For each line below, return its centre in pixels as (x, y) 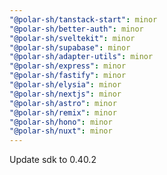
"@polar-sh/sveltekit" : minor (72, 38)
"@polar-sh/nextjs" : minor (65, 94)
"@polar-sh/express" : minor (68, 66)
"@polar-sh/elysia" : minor (65, 85)
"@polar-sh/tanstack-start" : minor (83, 19)
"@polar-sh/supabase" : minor (70, 47)
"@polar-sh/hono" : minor (61, 122)
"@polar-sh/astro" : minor (63, 103)
